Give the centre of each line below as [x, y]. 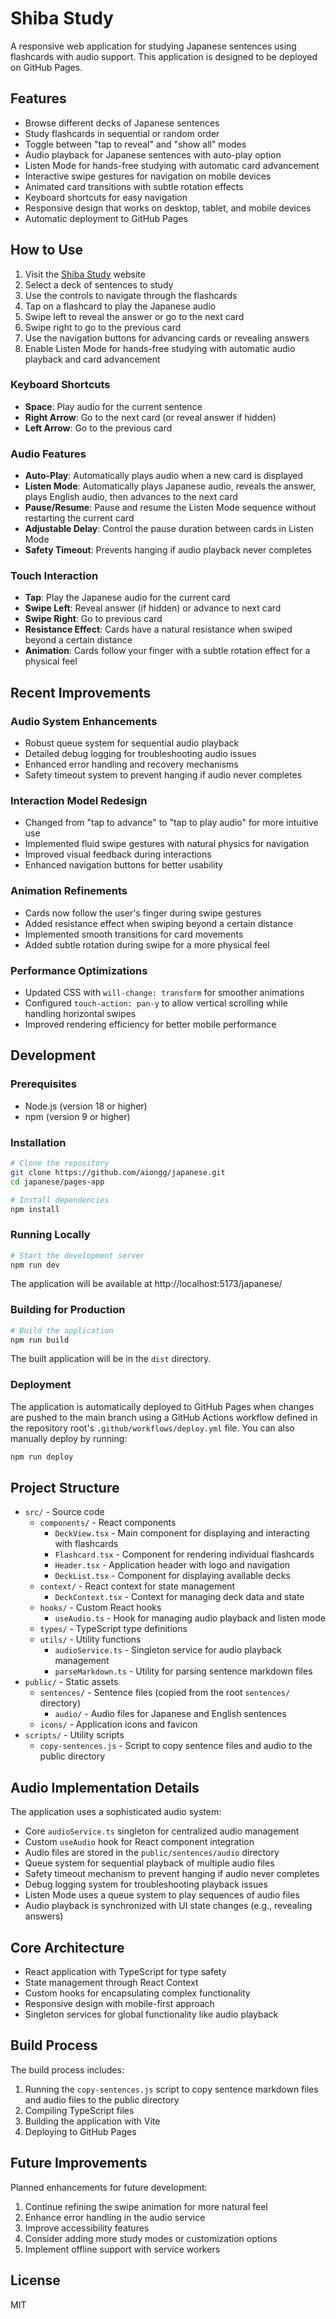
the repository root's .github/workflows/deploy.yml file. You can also [152, 1428]
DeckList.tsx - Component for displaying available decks [172, 1576]
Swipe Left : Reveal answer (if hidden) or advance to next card [153, 608]
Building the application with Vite [92, 2121]
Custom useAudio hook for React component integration [139, 1842]
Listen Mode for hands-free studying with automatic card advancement [172, 165]
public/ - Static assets [71, 1682]
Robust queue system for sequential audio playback [132, 743]
